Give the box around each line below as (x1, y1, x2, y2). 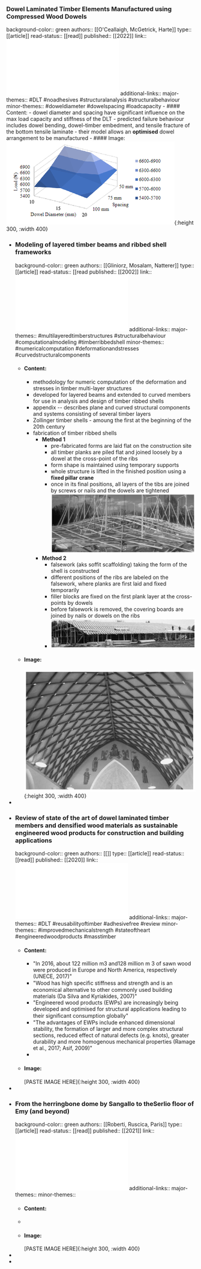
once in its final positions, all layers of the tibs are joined (50, 480, 190, 488)
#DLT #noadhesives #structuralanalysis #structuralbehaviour (29, 96, 180, 103)
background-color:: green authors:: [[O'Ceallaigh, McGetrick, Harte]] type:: (6, 26, 192, 33)
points (50, 599, 67, 607)
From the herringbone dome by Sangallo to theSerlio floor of (14, 1099, 194, 1108)
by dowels (67, 599, 93, 607)
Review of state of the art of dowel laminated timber (14, 813, 169, 822)
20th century (32, 423, 65, 430)
